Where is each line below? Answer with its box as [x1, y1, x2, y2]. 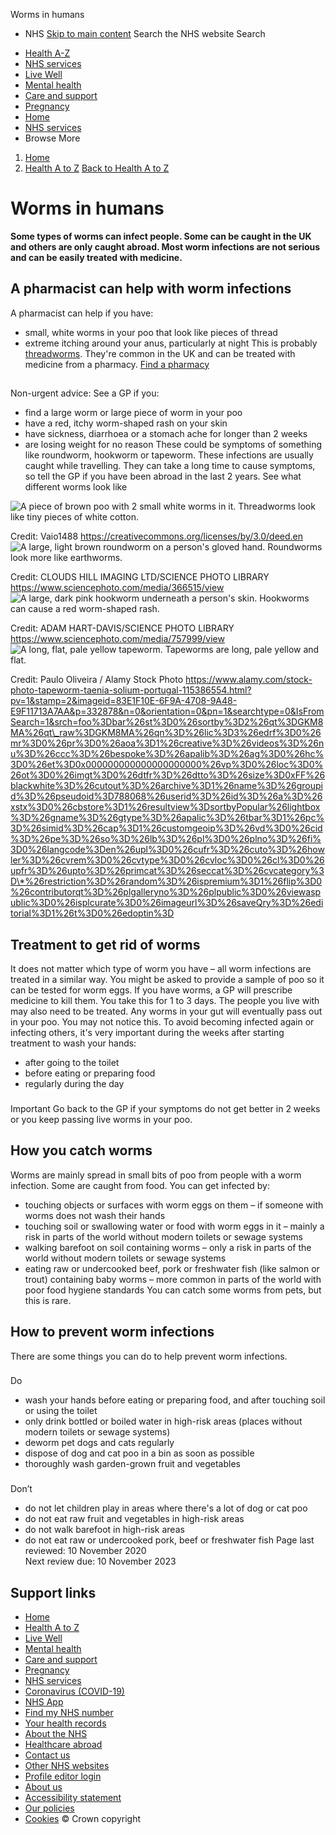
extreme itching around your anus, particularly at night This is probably [24, 337, 318, 349]
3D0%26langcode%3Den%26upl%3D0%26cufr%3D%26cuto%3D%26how [10, 844, 325, 856]
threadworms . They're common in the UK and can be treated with [24, 347, 296, 359]
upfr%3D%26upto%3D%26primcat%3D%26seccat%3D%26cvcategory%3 [10, 865, 325, 877]
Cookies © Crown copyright [24, 1813, 141, 1825]
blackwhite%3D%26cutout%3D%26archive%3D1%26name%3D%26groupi [10, 780, 323, 792]
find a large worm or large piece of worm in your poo [24, 407, 243, 419]
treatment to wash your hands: [10, 1037, 137, 1049]
